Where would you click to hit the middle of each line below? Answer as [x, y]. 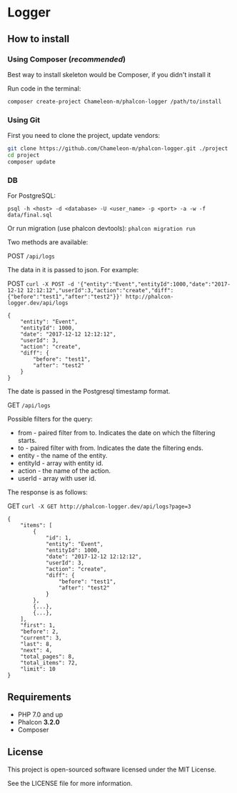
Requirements [39, 697]
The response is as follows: [47, 492]
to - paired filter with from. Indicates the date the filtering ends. [110, 448]
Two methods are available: [48, 242]
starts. [27, 440]
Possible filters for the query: [50, 419]
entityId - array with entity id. [60, 463]
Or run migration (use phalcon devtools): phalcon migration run [102, 228]
